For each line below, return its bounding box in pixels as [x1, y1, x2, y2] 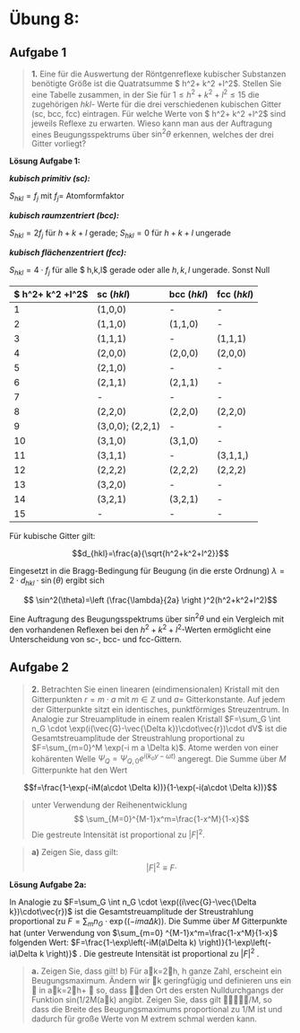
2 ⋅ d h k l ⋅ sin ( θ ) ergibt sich [9, 575, 105, 587]
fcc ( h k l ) [216, 287, 254, 300]
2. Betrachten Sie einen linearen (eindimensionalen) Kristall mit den [30, 684, 280, 694]
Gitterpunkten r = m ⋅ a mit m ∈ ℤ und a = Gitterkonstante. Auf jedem [30, 693, 286, 704]
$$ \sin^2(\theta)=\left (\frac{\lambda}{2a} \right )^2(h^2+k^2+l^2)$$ [23, 594, 278, 605]
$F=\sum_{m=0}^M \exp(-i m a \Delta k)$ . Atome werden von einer [30, 742, 279, 753]
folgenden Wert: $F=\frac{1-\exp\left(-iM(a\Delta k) [9, 937, 197, 948]
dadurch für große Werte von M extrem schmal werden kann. [30, 1013, 258, 1024]
